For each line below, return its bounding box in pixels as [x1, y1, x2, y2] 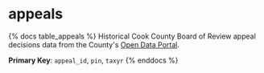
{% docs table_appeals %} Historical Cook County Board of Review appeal [8, 31, 256, 41]
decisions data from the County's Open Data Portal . [8, 39, 179, 49]
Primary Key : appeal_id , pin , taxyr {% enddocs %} [8, 55, 179, 65]
